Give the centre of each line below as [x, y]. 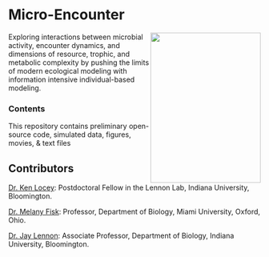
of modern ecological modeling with [68, 70]
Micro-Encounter [67, 15]
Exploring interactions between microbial [76, 37]
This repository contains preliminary [68, 126]
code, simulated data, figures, [82, 135]
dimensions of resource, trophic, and [69, 54]
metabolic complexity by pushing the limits [79, 62]
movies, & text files [40, 143]
